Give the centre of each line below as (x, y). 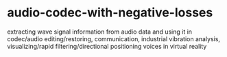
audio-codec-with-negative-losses (110, 13)
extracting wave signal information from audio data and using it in (100, 32)
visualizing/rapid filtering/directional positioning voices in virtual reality (107, 46)
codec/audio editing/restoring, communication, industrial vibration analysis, (114, 38)
